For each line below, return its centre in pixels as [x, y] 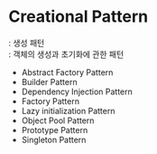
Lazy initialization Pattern [68, 111]
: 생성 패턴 [27, 43]
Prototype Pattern [55, 130]
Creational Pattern [78, 17]
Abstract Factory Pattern [67, 72]
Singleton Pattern [54, 140]
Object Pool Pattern [58, 120]
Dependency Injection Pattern [77, 91]
